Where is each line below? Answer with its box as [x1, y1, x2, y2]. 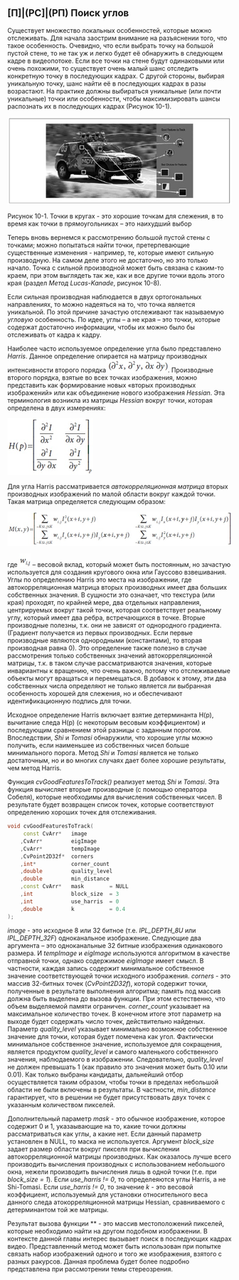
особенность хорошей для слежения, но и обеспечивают [7, 690, 183, 698]
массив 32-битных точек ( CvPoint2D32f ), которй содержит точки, [7, 979, 208, 987]
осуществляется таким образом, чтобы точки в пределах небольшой [7, 1077, 219, 1086]
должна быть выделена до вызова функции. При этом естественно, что [7, 994, 225, 1003]
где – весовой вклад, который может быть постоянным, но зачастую [7, 560, 231, 569]
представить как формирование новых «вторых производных [7, 381, 196, 390]
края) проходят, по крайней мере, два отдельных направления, [7, 598, 201, 607]
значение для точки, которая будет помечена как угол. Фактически [7, 1032, 213, 1041]
